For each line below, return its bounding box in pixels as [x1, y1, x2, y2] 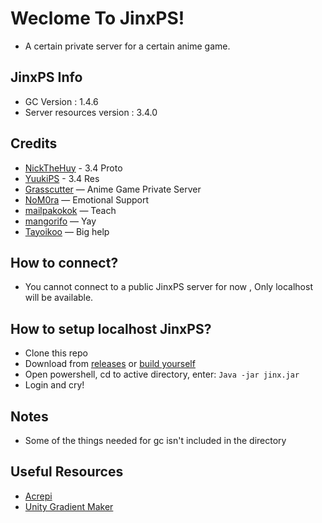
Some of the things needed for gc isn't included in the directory [24, 435, 287, 446]
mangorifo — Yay [24, 215, 97, 227]
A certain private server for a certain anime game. [24, 40, 231, 52]
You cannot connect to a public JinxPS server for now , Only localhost [24, 281, 313, 293]
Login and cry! [24, 379, 85, 391]
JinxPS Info [10, 69, 83, 86]
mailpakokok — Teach [24, 204, 117, 216]
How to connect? [10, 254, 119, 271]
